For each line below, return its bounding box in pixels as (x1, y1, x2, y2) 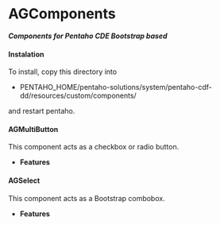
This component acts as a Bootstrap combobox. (8, 193, 165, 203)
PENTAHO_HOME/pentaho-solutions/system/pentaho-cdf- (19, 83, 212, 92)
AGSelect (8, 176, 41, 185)
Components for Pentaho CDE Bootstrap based (8, 31, 168, 41)
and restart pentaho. (8, 107, 75, 116)
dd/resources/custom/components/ (19, 91, 137, 100)
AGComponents (8, 5, 117, 23)
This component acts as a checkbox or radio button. (8, 142, 179, 152)
